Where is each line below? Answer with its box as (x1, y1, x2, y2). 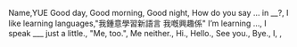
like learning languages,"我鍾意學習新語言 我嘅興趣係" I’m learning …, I (8, 18, 267, 28)
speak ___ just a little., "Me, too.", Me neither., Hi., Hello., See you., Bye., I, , (8, 28, 283, 38)
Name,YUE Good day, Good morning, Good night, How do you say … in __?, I (8, 8, 289, 18)
